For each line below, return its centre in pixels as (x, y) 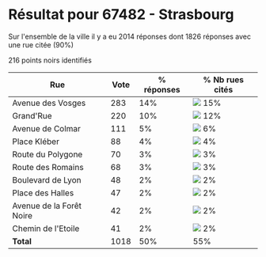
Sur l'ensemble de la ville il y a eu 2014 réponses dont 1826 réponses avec (130, 36)
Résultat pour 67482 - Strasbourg (121, 15)
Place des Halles (43, 193)
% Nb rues (223, 79)
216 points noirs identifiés (50, 60)
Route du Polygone (47, 154)
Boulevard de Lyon (47, 180)
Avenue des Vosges (49, 103)
